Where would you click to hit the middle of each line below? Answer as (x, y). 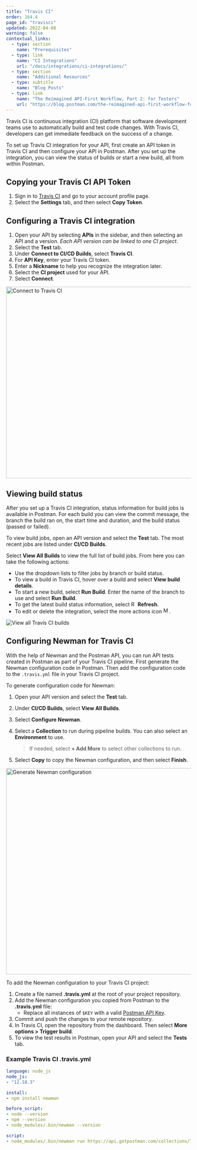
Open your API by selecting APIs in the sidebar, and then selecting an (98, 235)
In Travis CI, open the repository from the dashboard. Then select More (101, 1025)
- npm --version (26, 1120)
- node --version (27, 1114)
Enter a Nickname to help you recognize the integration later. (88, 266)
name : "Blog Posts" (40, 88)
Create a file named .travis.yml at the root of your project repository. (98, 994)
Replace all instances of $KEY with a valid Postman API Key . (94, 1013)
